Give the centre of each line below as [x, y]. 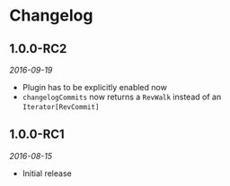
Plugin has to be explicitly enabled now [95, 87]
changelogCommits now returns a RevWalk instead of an [122, 97]
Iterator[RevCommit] [61, 107]
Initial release [47, 173]
